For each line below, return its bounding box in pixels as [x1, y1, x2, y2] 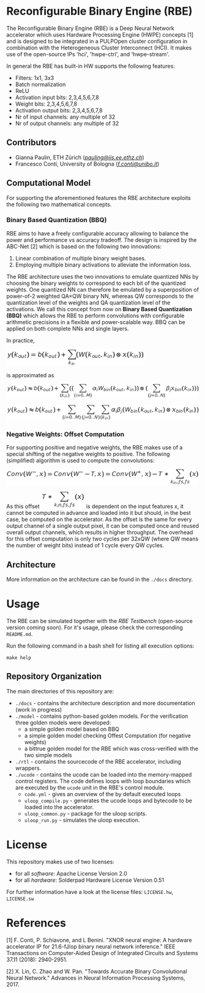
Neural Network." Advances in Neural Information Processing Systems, [6, 974, 185, 981]
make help [6, 654, 32, 661]
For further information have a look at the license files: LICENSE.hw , [6, 888, 173, 895]
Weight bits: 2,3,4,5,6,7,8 [15, 100, 78, 108]
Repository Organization [6, 671, 102, 682]
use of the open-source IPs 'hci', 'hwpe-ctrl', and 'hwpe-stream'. [6, 50, 170, 57]
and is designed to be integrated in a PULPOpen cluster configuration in [6, 37, 188, 45]
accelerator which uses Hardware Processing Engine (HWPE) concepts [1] [6, 31, 194, 38]
